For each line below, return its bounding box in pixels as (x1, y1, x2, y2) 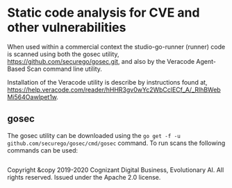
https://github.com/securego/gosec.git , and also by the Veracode (7, 57, 195, 65)
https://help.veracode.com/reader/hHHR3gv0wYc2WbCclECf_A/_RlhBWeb (7, 85, 221, 94)
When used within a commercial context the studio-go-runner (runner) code (7, 42, 226, 51)
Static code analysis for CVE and (7, 5, 200, 21)
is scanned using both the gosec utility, (7, 50, 119, 58)
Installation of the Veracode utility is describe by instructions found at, (7, 78, 208, 86)
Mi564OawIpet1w (7, 92, 57, 101)
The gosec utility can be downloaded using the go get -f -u (7, 131, 181, 139)
